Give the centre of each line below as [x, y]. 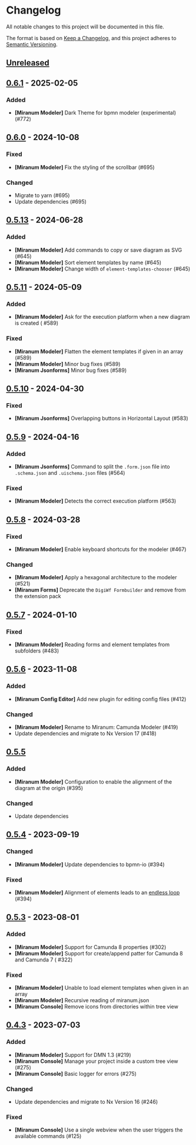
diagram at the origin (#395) [49, 788]
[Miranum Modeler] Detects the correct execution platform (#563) [95, 501]
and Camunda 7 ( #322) [44, 960]
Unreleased [28, 63]
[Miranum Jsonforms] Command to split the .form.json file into [92, 467]
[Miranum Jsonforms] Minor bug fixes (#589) [71, 370]
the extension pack [38, 596]
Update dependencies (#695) [51, 202]
